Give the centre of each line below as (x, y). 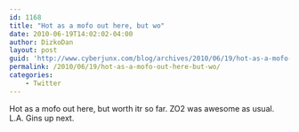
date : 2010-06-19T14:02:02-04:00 (71, 34)
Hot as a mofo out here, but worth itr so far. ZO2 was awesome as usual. (142, 108)
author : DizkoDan (41, 42)
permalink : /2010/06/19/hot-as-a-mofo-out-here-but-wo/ (115, 67)
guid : (19, 58)
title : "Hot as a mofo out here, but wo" (87, 26)
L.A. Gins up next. (42, 118)
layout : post (33, 50)
